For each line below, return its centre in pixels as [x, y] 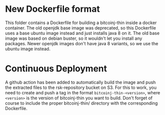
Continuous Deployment [56, 69]
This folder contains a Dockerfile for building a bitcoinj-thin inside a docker [81, 23]
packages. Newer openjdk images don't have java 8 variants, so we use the [82, 43]
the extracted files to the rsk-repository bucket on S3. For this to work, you [81, 87]
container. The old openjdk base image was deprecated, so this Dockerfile [81, 28]
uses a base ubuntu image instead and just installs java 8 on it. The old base [82, 33]
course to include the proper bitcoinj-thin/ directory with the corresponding [82, 103]
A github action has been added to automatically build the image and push [81, 82]
